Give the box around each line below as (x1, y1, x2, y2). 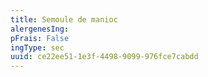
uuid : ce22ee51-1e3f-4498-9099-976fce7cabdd (10, 52, 199, 62)
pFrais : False (10, 33, 70, 43)
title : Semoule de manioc (10, 14, 118, 25)
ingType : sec (10, 42, 65, 53)
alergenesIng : (10, 24, 70, 34)
